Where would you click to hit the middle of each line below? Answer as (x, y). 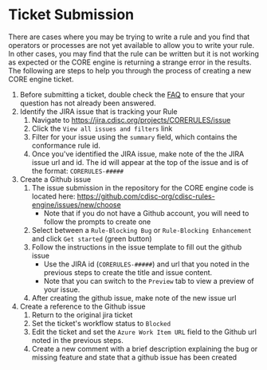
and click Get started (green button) (92, 238)
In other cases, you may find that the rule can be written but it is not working (133, 53)
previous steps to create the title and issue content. (128, 272)
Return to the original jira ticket (82, 315)
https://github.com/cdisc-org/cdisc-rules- (146, 196)
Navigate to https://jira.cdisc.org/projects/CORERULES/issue (131, 120)
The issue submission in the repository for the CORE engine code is (143, 187)
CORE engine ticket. (41, 79)
